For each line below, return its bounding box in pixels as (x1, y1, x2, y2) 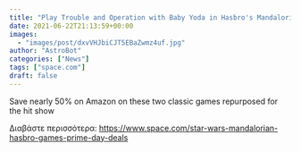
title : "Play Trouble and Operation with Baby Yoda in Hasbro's (9, 13, 254, 22)
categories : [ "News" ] (9, 55, 90, 63)
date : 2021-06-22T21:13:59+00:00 (9, 21, 134, 30)
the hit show (9, 105, 55, 116)
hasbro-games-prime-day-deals (9, 131, 129, 143)
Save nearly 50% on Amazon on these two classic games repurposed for (9, 96, 279, 106)
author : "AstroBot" (9, 46, 82, 55)
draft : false (9, 72, 58, 80)
